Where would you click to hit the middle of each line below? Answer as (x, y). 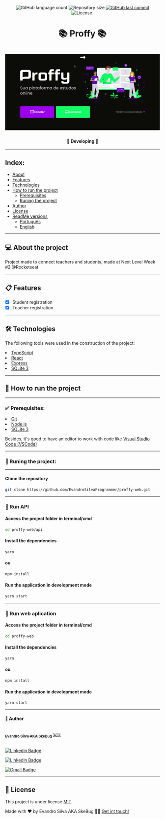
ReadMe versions (30, 216)
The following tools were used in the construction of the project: (70, 343)
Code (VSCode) (21, 444)
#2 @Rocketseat (22, 267)
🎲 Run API (17, 507)
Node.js (19, 424)
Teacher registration (33, 308)
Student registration (32, 302)
